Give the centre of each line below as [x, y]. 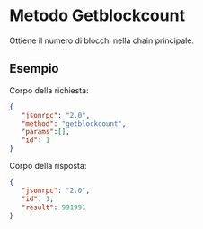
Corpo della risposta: [48, 166]
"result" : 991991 [54, 207]
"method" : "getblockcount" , [74, 123]
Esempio [34, 69]
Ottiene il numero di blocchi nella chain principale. [102, 40]
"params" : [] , [45, 132]
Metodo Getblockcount [97, 16]
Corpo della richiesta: [49, 90]
